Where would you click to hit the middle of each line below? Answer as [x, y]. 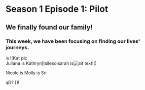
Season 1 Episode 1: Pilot [57, 9]
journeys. [17, 47]
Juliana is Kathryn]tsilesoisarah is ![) [51, 63]
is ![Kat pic [17, 58]
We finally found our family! [49, 27]
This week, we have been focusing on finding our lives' [73, 41]
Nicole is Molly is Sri [26, 73]
